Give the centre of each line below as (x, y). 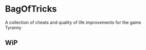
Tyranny (13, 27)
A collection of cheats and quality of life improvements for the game (73, 22)
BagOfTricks (31, 9)
